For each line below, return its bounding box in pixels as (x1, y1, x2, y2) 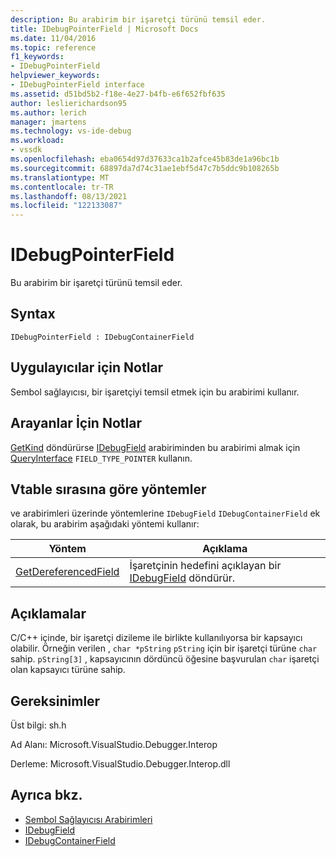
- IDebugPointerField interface (10, 80, 145, 90)
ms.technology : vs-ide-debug (10, 126, 132, 136)
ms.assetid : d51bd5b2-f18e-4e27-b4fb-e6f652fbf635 (10, 89, 226, 99)
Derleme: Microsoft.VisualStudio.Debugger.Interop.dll (10, 757, 231, 770)
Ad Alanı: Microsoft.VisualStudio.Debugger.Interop (10, 738, 218, 750)
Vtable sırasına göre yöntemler (10, 481, 207, 498)
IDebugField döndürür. (129, 571, 236, 585)
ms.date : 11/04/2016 (10, 33, 97, 43)
